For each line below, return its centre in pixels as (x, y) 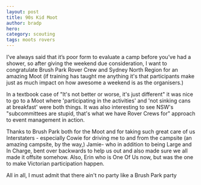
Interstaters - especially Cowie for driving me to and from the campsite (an (99, 138)
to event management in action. (46, 120)
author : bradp (24, 23)
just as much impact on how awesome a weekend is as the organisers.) (95, 83)
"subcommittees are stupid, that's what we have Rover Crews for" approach (101, 113)
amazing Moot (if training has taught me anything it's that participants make (101, 76)
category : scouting (31, 34)
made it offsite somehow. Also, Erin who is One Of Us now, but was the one (100, 157)
